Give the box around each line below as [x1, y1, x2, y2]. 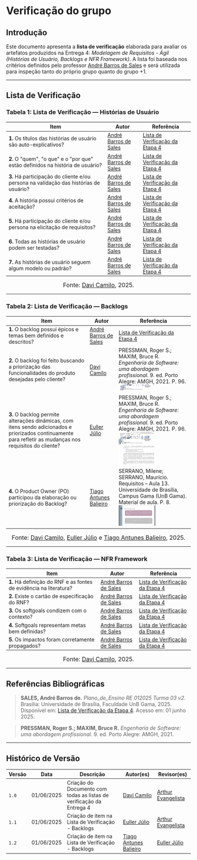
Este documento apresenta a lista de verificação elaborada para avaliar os [6, 43, 187, 50]
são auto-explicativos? [8, 141, 64, 148]
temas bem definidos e [8, 332, 64, 339]
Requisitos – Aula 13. [118, 480, 169, 487]
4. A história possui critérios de [8, 197, 84, 204]
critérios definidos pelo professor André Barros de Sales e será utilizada [6, 62, 181, 69]
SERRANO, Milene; [118, 468, 164, 475]
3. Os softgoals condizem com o [8, 607, 87, 614]
